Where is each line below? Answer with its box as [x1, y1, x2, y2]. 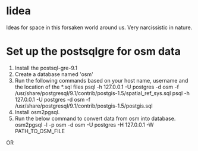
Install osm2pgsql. [14, 108, 60, 115]
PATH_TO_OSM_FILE [14, 127, 65, 134]
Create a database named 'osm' [14, 70, 93, 78]
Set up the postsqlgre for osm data [6, 45, 181, 58]
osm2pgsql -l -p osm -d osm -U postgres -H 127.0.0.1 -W [14, 121, 154, 128]
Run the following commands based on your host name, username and [14, 77, 188, 84]
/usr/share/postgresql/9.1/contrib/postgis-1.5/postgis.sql [14, 102, 153, 109]
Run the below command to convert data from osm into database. [14, 115, 176, 122]
